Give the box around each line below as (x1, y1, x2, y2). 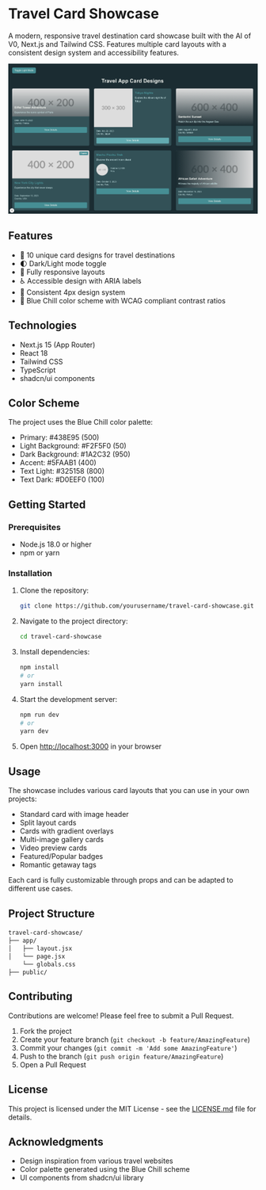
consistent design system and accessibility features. (8, 48, 180, 57)
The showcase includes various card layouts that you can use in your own (8, 786, 249, 795)
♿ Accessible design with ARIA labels (19, 276, 142, 285)
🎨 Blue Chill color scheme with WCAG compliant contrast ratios (19, 296, 226, 305)
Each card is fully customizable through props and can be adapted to (8, 875, 234, 885)
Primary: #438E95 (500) (19, 433, 100, 442)
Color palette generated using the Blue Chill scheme (19, 1165, 190, 1174)
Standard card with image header (19, 810, 129, 819)
